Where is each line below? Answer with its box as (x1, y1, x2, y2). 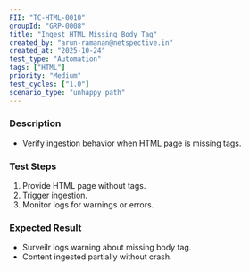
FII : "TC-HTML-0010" (9, 13, 87, 22)
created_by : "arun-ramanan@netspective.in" (9, 38, 174, 47)
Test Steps (9, 160, 57, 173)
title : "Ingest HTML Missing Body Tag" (9, 30, 158, 38)
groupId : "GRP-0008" (9, 21, 87, 30)
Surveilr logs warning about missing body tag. (21, 242, 192, 253)
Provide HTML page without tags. (21, 181, 146, 191)
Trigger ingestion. (21, 190, 87, 201)
